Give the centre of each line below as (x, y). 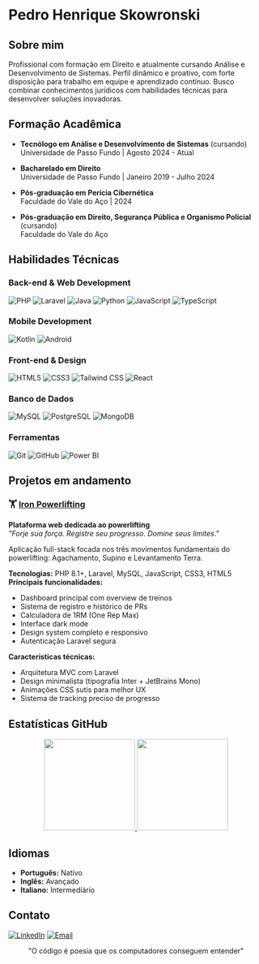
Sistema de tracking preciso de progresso (90, 699)
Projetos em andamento (70, 481)
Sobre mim (36, 45)
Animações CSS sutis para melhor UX (83, 690)
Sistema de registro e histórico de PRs (84, 607)
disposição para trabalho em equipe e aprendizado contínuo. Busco (121, 82)
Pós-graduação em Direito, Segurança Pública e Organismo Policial (136, 217)
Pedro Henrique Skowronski (104, 15)
